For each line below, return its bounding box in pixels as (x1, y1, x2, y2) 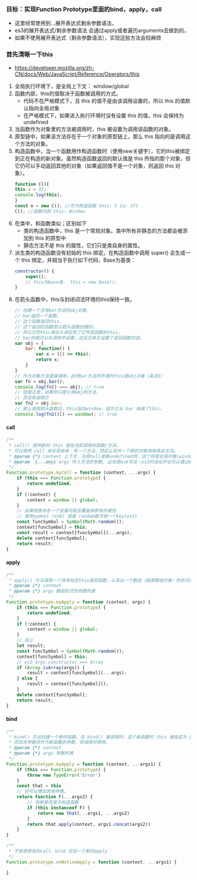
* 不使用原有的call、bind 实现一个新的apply (8, 848, 108, 855)
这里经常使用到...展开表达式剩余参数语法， (14, 19, 117, 27)
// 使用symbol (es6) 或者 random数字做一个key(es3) (16, 514, 138, 519)
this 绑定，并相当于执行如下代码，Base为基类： (21, 256, 136, 264)
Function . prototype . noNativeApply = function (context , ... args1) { (6, 859, 177, 865)
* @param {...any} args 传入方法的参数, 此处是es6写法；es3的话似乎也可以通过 (8, 459, 189, 465)
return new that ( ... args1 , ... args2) (37, 810, 130, 816)
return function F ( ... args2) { (16, 794, 93, 800)
